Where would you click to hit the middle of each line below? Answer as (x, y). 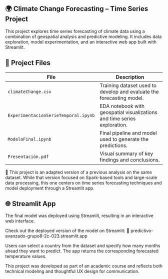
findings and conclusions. (130, 159)
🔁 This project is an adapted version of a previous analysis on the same (79, 172)
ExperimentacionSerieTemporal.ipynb (51, 115)
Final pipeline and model (128, 133)
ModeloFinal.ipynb (29, 139)
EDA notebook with (122, 106)
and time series (118, 118)
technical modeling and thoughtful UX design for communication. (72, 271)
